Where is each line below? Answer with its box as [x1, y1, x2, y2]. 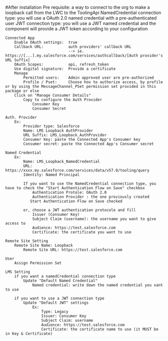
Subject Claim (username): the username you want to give [32, 216, 156, 221]
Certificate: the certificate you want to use [32, 230, 132, 235]
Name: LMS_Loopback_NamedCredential [23, 159, 100, 164]
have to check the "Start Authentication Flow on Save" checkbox [5, 186, 145, 191]
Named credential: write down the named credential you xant [32, 282, 163, 288]
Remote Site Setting [5, 239, 49, 244]
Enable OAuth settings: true [14, 40, 78, 45]
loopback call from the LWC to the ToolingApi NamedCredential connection [5, 10, 161, 16]
